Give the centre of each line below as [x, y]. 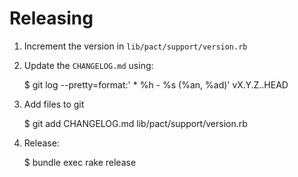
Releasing [51, 18]
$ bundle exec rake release [80, 162]
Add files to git [54, 104]
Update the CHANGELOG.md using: [88, 65]
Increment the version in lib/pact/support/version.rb [135, 46]
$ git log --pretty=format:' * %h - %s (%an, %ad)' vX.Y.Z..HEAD [156, 84]
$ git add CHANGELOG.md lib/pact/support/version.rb [135, 123]
